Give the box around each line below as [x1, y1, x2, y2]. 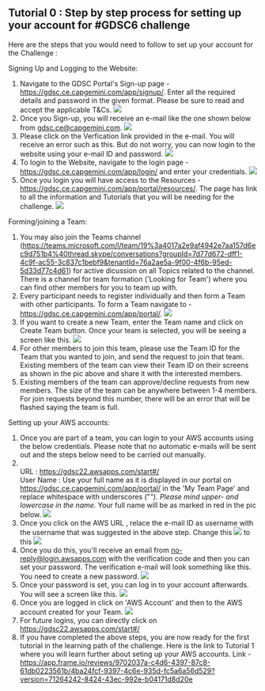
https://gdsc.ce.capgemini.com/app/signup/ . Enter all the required [19, 87, 236, 97]
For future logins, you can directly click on [19, 615, 157, 625]
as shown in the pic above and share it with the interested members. [19, 368, 243, 378]
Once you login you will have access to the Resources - [19, 175, 201, 184]
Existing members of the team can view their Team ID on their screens [19, 360, 249, 370]
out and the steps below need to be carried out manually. [19, 450, 206, 459]
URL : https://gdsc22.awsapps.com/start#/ [19, 466, 160, 476]
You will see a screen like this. [19, 589, 118, 598]
